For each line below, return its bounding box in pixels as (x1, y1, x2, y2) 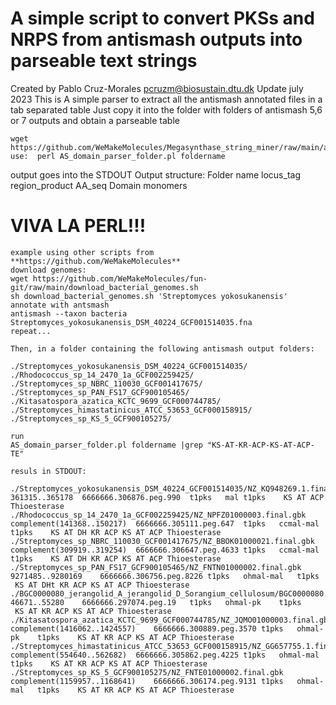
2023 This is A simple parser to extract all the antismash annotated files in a (10, 93, 323, 105)
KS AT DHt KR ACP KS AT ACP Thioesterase (14, 580, 190, 590)
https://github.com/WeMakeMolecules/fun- (32, 273, 208, 284)
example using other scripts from (10, 247, 155, 257)
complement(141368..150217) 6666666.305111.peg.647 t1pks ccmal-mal (10, 518, 320, 529)
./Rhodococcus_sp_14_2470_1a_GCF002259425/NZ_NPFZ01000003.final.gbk (10, 510, 307, 520)
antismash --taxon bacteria (10, 308, 128, 319)
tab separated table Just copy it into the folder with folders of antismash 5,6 (10, 103, 323, 116)
